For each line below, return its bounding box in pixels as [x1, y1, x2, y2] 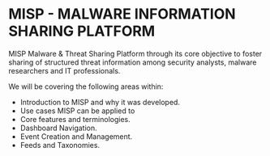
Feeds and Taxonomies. [19, 140, 100, 150]
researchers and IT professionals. [8, 65, 121, 75]
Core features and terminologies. [19, 114, 131, 124]
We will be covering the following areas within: [8, 82, 164, 91]
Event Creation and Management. [19, 131, 133, 141]
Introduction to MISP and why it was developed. [19, 97, 181, 107]
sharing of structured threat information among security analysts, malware [8, 57, 257, 67]
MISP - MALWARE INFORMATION [8, 5, 237, 23]
